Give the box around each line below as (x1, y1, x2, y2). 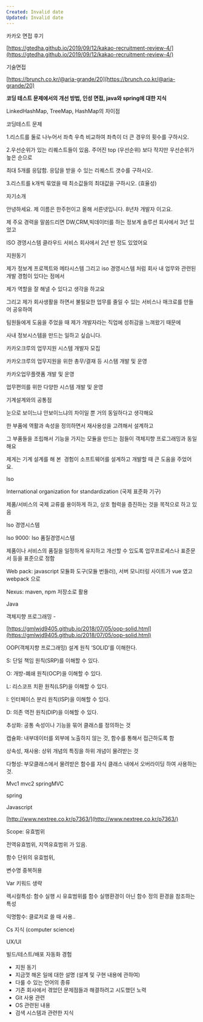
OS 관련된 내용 (15, 1001, 50, 1009)
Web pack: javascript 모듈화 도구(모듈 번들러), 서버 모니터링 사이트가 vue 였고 (6, 567, 193, 575)
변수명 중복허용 (6, 866, 42, 874)
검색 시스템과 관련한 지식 (15, 1009, 74, 1016)
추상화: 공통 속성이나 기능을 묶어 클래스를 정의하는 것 (6, 721, 131, 728)
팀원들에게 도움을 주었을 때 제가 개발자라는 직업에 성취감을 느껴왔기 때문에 (6, 319, 181, 326)
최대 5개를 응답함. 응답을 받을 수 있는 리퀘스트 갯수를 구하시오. (6, 167, 153, 174)
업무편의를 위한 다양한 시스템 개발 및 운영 (6, 383, 104, 390)
